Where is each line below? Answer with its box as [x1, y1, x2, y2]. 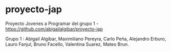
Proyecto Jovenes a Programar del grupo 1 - [5, 20, 99, 27]
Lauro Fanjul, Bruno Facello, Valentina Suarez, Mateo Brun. [5, 41, 129, 47]
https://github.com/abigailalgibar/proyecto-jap [5, 25, 103, 32]
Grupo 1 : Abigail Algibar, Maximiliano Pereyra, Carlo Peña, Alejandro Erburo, [5, 36, 166, 42]
